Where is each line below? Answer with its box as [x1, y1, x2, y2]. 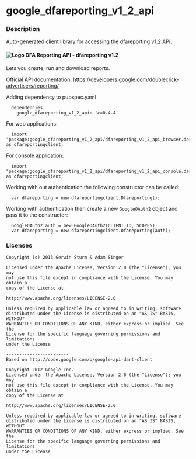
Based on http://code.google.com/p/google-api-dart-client [6, 356, 153, 363]
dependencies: [11, 105, 45, 110]
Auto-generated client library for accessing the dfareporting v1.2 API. [6, 38, 172, 45]
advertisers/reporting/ [6, 82, 60, 89]
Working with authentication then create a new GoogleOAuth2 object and [6, 205, 178, 212]
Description [6, 25, 40, 33]
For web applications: [6, 120, 58, 127]
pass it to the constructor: [6, 211, 68, 218]
